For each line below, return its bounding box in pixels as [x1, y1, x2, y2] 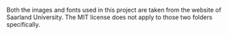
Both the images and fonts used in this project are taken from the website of [6, 6, 222, 14]
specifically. [6, 21, 41, 28]
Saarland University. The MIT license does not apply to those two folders [6, 13, 213, 21]
